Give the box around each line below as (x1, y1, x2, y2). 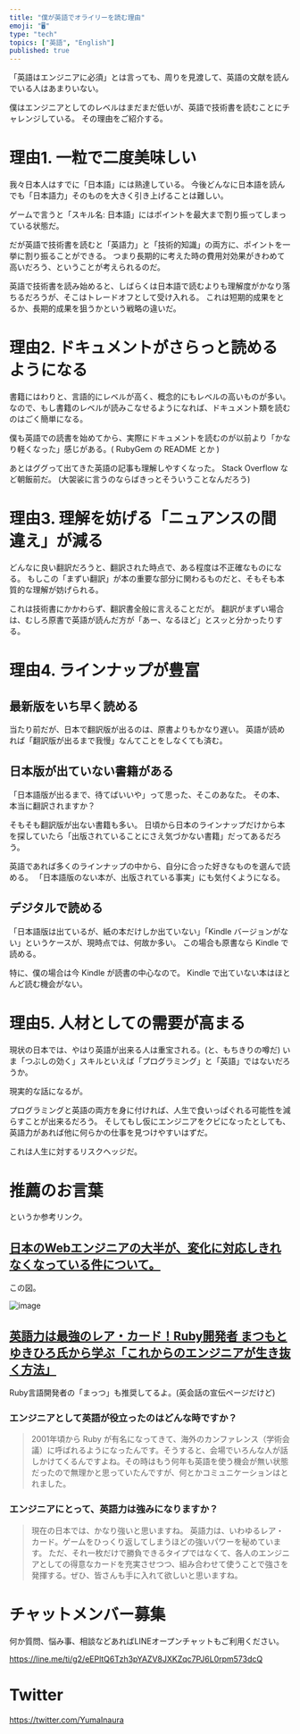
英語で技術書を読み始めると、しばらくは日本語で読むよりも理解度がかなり (9, 281, 283, 291)
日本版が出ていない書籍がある (9, 764, 174, 779)
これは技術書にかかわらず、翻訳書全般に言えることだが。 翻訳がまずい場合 (9, 603, 284, 614)
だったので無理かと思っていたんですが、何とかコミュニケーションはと (30, 1467, 288, 1479)
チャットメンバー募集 (9, 1604, 166, 1624)
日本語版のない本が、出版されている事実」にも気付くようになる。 (42, 872, 286, 883)
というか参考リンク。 (9, 1211, 87, 1222)
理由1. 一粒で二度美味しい (9, 148, 197, 168)
